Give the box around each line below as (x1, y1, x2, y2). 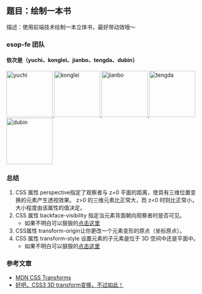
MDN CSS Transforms (15, 274, 72, 281)
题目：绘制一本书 (6, 6, 71, 17)
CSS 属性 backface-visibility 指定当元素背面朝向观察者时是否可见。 (15, 212, 185, 219)
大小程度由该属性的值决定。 (15, 204, 86, 212)
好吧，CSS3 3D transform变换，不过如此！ (15, 281, 124, 288)
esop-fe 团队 (6, 40, 45, 48)
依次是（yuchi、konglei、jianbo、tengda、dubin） (6, 56, 138, 64)
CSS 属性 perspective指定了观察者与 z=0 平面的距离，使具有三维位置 (15, 189, 191, 196)
